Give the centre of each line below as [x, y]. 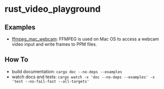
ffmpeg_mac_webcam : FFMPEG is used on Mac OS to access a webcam [85, 39]
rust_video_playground [53, 9]
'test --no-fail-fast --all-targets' [50, 81]
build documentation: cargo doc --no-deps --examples [67, 71]
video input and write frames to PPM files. [54, 44]
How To [16, 60]
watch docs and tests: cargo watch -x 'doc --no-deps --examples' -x [83, 77]
